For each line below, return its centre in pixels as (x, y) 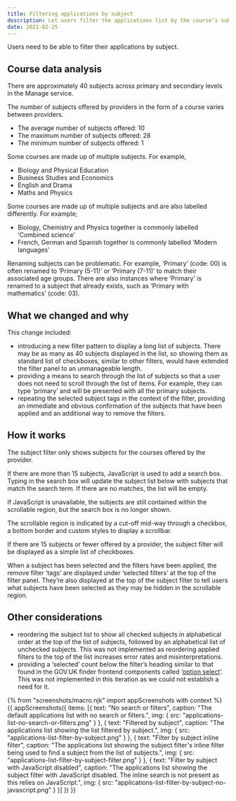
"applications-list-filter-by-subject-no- (170, 782)
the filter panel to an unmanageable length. (80, 369)
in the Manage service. (40, 94)
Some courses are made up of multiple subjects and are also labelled (107, 206)
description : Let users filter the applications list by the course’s (113, 20)
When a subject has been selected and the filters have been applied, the (112, 565)
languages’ (33, 250)
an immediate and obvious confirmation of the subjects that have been (120, 406)
